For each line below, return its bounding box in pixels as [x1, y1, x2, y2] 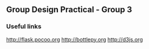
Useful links [6, 22, 42, 31]
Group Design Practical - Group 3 [6, 5, 132, 15]
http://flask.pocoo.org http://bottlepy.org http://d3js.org [6, 35, 143, 43]
